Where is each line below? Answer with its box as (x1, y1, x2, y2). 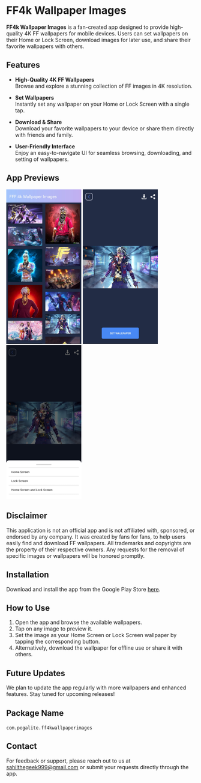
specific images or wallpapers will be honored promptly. (6, 552, 145, 559)
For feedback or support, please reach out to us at (6, 757, 131, 764)
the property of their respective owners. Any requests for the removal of (6, 546, 185, 553)
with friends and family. (14, 131, 73, 138)
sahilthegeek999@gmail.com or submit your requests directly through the (6, 763, 189, 770)
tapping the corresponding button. (14, 638, 100, 645)
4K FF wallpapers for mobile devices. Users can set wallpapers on (24, 29, 188, 37)
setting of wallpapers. (14, 156, 69, 163)
